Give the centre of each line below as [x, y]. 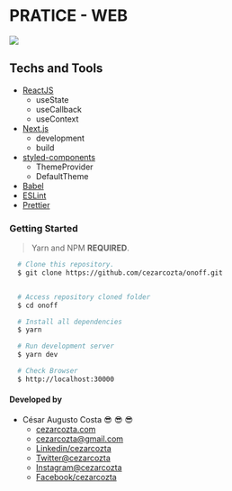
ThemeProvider [64, 167]
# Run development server [66, 346]
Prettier [36, 205]
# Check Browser [48, 371]
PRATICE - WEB [69, 16]
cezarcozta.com [66, 429]
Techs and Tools [56, 68]
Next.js [36, 128]
